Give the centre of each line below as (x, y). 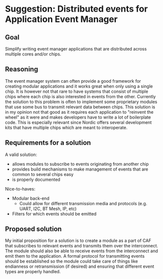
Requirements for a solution (48, 143)
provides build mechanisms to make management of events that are (80, 169)
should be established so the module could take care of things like (72, 262)
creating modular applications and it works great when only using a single (79, 86)
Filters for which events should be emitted (54, 214)
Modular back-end (31, 198)
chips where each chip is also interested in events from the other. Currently (81, 96)
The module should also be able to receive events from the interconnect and (81, 251)
